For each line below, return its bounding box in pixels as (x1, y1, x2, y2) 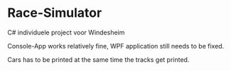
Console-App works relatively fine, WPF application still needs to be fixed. (7, 41, 225, 50)
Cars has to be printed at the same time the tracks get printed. (7, 55, 190, 64)
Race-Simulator (7, 5, 102, 21)
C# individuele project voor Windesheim (7, 28, 125, 37)
